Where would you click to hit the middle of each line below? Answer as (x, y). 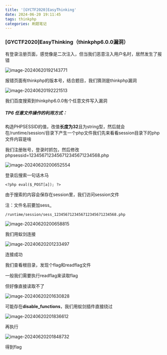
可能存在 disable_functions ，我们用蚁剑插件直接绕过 (59, 306)
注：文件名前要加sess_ (28, 205)
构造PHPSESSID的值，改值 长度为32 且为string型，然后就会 (65, 126)
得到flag (14, 347)
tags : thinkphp (21, 19)
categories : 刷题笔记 (26, 24)
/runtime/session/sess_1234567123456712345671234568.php (65, 214)
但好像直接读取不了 (25, 286)
